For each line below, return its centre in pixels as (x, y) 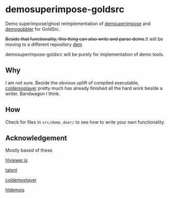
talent (11, 170)
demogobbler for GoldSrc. (33, 29)
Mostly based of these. (30, 150)
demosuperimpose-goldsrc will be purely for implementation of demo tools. (85, 54)
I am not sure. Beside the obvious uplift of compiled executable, (72, 82)
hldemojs (15, 190)
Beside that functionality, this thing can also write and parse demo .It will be (84, 39)
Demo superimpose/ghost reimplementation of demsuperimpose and (78, 24)
